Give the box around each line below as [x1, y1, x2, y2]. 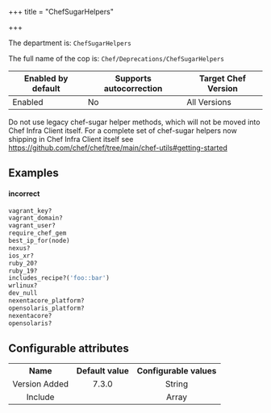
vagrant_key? [8, 206, 52, 215]
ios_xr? [8, 252, 35, 260]
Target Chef [198, 73, 246, 84]
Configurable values [136, 365, 217, 377]
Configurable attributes [8, 341, 129, 355]
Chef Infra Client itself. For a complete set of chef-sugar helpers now [8, 126, 238, 136]
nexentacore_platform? [8, 297, 85, 305]
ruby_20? [8, 259, 38, 267]
